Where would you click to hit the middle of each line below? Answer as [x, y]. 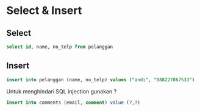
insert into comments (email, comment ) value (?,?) [73, 103]
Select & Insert [44, 11]
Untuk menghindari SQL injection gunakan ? [62, 91]
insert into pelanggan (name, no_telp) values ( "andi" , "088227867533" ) [101, 79]
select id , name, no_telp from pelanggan [60, 47]
